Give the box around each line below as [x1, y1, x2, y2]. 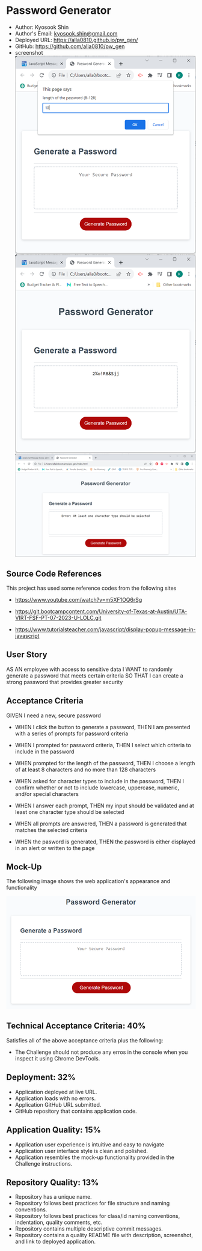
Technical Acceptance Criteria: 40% [6, 1021, 146, 1031]
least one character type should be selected [14, 808, 124, 815]
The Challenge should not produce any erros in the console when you [14, 1048, 188, 1056]
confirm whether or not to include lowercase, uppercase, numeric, [14, 784, 179, 791]
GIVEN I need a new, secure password [6, 712, 101, 719]
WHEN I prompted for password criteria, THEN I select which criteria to [14, 741, 191, 748]
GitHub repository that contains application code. [14, 1107, 137, 1115]
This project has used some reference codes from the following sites [6, 584, 177, 592]
